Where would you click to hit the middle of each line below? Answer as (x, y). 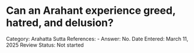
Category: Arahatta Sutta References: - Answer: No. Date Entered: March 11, (97, 39)
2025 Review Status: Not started (45, 45)
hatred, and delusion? (60, 23)
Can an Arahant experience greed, (91, 11)
